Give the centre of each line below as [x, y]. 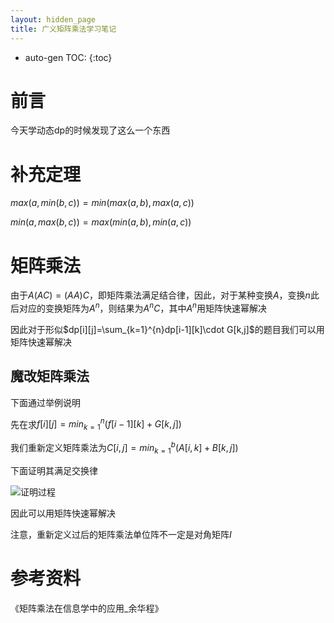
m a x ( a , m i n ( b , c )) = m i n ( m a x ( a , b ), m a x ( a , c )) [102, 203]
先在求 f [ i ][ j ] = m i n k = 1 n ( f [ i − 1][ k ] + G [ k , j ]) [96, 424]
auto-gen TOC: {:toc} [68, 57]
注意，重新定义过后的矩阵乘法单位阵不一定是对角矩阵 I [121, 534]
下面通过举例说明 [45, 402]
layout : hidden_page [53, 19]
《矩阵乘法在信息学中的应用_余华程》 [87, 608]
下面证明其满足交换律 [54, 470]
